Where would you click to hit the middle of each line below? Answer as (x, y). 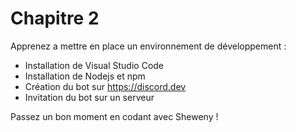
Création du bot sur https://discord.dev (105, 86)
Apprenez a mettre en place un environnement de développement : (148, 46)
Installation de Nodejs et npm (85, 76)
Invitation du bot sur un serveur (89, 97)
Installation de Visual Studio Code (94, 65)
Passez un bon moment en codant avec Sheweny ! (114, 116)
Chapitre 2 (55, 18)
